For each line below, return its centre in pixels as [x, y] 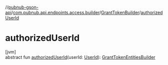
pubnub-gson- [23, 7]
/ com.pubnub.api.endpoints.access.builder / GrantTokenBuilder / [76, 12]
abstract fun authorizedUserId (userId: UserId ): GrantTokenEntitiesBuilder [80, 57]
